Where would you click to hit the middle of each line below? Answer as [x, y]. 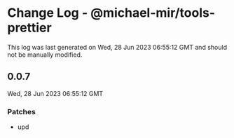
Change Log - [48, 13]
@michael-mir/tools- [153, 13]
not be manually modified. [45, 55]
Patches [22, 111]
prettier [29, 28]
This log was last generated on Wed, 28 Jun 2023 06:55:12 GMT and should [117, 47]
